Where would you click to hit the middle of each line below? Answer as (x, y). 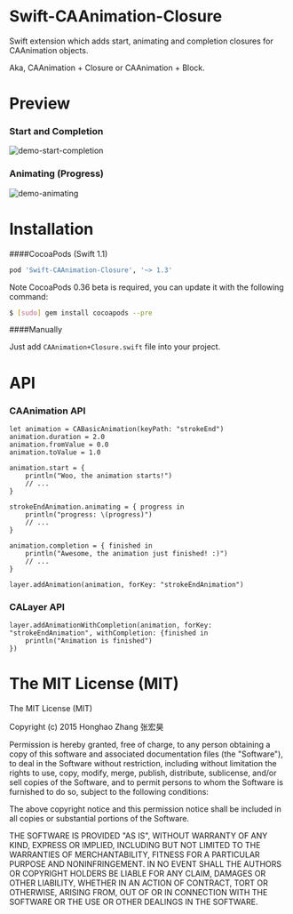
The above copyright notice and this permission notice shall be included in (145, 809)
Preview (40, 104)
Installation (51, 229)
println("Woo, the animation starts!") (99, 476)
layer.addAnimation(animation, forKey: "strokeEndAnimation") (127, 584)
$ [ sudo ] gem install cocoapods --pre (81, 313)
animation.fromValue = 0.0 (59, 445)
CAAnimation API (48, 411)
